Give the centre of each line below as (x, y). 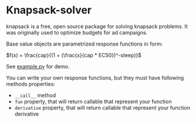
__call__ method (35, 95)
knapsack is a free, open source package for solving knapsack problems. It (97, 26)
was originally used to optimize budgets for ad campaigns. (77, 32)
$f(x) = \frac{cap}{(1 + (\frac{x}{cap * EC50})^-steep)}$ (74, 55)
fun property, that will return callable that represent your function (93, 101)
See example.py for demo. (38, 66)
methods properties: (31, 84)
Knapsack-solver (49, 10)
